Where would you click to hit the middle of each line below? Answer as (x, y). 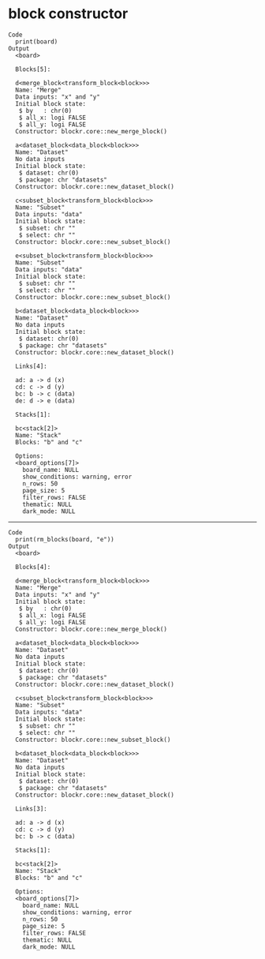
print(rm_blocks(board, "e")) (65, 539)
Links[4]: (31, 366)
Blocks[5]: (33, 69)
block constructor (68, 14)
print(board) (37, 41)
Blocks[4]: (33, 567)
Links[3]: (31, 809)
